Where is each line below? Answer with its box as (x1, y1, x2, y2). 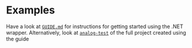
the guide (6, 35, 29, 42)
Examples (6, 4, 55, 17)
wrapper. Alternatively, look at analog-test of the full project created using (6, 29, 186, 36)
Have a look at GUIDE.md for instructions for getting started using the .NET (6, 23, 184, 30)
